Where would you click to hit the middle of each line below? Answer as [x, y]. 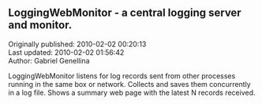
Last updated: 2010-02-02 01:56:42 [66, 52]
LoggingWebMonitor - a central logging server [125, 13]
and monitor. [40, 25]
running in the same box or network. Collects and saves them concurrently [129, 84]
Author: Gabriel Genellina [49, 60]
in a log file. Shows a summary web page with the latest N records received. [132, 92]
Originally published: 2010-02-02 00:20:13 [77, 44]
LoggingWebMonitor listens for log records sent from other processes [122, 76]
